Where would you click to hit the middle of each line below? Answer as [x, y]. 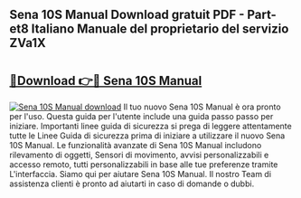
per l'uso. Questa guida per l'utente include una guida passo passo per [141, 116]
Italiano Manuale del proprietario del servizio [160, 29]
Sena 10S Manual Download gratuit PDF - [127, 15]
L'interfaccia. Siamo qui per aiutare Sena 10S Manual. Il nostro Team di [141, 174]
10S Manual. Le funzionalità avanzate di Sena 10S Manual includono [136, 145]
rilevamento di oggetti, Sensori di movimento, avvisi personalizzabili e [139, 155]
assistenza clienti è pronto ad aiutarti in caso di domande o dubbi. [132, 184]
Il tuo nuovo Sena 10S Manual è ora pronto [202, 107]
